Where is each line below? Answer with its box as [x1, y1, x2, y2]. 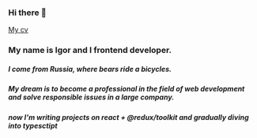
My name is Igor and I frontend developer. [8, 45, 172, 56]
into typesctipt [8, 121, 58, 130]
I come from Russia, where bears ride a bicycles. [8, 64, 172, 73]
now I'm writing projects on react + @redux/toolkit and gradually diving [8, 112, 249, 121]
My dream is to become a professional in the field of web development [8, 84, 245, 94]
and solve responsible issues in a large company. [8, 92, 175, 102]
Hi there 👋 [8, 7, 47, 18]
